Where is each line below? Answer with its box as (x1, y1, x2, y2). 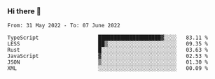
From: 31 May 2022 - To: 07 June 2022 (7, 22, 120, 29)
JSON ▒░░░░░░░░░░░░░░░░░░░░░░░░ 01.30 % (7, 59, 209, 66)
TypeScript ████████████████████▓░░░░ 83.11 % (7, 34, 209, 41)
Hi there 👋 (7, 6, 42, 16)
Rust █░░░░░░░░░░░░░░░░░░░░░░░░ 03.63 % (7, 47, 209, 54)
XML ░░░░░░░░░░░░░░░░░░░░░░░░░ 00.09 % (7, 65, 209, 72)
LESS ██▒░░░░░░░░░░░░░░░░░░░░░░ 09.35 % (7, 41, 209, 48)
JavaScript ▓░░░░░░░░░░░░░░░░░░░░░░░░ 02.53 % (7, 52, 209, 60)
